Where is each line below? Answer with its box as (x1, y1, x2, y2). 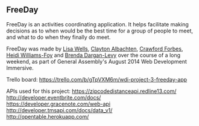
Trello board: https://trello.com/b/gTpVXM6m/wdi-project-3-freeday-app (6, 76, 188, 83)
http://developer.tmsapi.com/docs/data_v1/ (6, 106, 113, 113)
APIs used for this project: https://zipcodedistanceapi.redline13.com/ (6, 87, 177, 95)
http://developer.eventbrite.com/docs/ (6, 94, 101, 101)
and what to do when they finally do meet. (6, 33, 111, 41)
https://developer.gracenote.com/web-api (6, 100, 110, 107)
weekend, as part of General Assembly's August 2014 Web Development (6, 58, 187, 65)
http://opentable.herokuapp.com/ (6, 113, 89, 120)
